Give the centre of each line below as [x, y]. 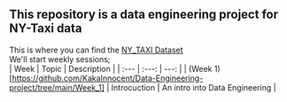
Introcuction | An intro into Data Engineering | [194, 87]
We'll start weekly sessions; [60, 59]
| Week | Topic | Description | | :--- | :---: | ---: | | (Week [111, 68]
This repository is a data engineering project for [144, 15]
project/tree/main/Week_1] [57, 87]
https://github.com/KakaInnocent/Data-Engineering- [108, 78]
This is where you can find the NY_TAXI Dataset [96, 50]
